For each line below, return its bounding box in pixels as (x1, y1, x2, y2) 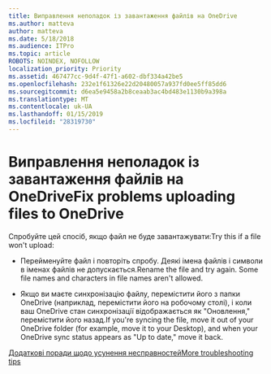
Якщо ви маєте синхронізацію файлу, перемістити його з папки (19, 289, 241, 298)
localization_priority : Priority (8, 65, 122, 73)
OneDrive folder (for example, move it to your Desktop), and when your (19, 323, 258, 333)
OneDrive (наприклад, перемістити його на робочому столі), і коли (19, 298, 252, 307)
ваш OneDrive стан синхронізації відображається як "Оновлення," (19, 306, 251, 315)
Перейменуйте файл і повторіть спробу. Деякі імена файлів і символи (19, 255, 264, 265)
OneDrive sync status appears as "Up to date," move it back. (19, 332, 223, 341)
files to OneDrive (8, 205, 124, 224)
